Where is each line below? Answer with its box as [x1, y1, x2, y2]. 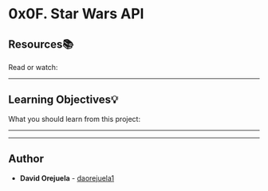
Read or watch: [8, 63, 58, 72]
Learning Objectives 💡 [8, 93, 119, 107]
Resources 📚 [8, 37, 74, 51]
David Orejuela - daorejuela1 [19, 173, 114, 183]
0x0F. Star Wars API [8, 5, 144, 23]
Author [8, 152, 44, 166]
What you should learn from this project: [8, 114, 141, 123]
